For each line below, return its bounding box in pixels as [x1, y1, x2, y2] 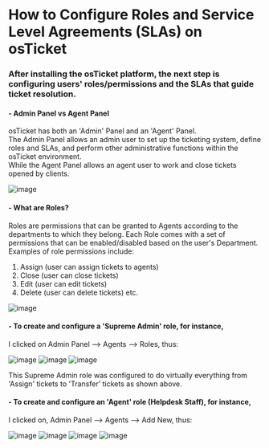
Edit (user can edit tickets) [19, 279, 108, 288]
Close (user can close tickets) [19, 271, 119, 280]
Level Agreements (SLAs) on [8, 22, 203, 41]
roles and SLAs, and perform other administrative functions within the [8, 143, 238, 153]
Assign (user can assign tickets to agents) [19, 262, 159, 271]
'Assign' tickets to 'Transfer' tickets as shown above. [8, 379, 182, 389]
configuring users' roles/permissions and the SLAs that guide [8, 79, 255, 90]
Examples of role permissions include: [8, 246, 135, 256]
